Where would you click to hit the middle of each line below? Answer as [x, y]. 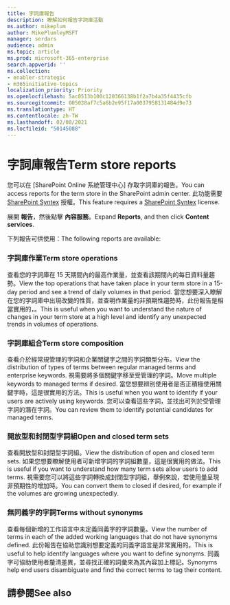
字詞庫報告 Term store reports [92, 165]
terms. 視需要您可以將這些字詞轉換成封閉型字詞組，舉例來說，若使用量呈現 [113, 477]
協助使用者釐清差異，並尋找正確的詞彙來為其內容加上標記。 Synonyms [118, 562]
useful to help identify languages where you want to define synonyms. [106, 553]
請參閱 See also [39, 593]
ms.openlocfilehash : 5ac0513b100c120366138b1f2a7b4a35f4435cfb [100, 97]
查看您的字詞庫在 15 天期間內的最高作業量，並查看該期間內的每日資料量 [108, 274]
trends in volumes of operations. [53, 324]
